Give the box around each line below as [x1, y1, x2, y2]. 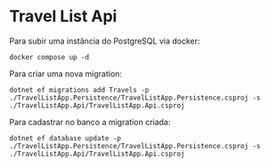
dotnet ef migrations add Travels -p [9, 85, 150, 94]
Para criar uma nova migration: [9, 68, 123, 79]
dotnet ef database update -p [9, 133, 122, 143]
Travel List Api [9, 6, 118, 27]
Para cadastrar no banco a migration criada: [9, 116, 171, 127]
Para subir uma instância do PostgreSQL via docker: [9, 36, 200, 46]
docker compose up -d [9, 52, 90, 61]
